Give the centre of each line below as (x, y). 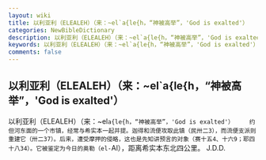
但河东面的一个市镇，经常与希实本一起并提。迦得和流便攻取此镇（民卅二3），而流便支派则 (132, 131)
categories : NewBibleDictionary (61, 30)
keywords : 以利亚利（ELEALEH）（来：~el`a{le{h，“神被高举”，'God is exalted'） (134, 45)
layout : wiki (30, 15)
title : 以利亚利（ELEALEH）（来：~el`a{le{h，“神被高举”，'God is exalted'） (128, 23)
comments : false (35, 52)
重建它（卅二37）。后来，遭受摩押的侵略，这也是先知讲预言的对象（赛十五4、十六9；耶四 (132, 139)
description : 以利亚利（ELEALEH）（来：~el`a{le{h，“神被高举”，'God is (120, 37)
